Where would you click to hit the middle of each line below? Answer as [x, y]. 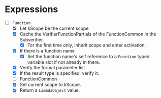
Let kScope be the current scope [54, 28]
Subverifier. [32, 39]
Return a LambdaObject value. [50, 90]
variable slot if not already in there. [63, 62]
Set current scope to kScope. [51, 85]
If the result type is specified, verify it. [59, 73]
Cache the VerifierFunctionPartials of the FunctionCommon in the [88, 34]
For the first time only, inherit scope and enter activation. [87, 45]
